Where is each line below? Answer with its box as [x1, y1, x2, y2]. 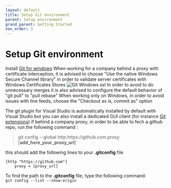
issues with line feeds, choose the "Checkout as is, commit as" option [5, 98, 153, 104]
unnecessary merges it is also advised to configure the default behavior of [5, 87, 163, 93]
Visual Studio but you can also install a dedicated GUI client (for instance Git [5, 113, 166, 120]
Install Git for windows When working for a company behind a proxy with [5, 65, 159, 72]
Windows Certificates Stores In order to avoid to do [5, 82, 154, 88]
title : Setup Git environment [5, 12, 70, 17]
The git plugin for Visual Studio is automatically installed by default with [5, 108, 156, 114]
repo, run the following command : [5, 124, 78, 130]
